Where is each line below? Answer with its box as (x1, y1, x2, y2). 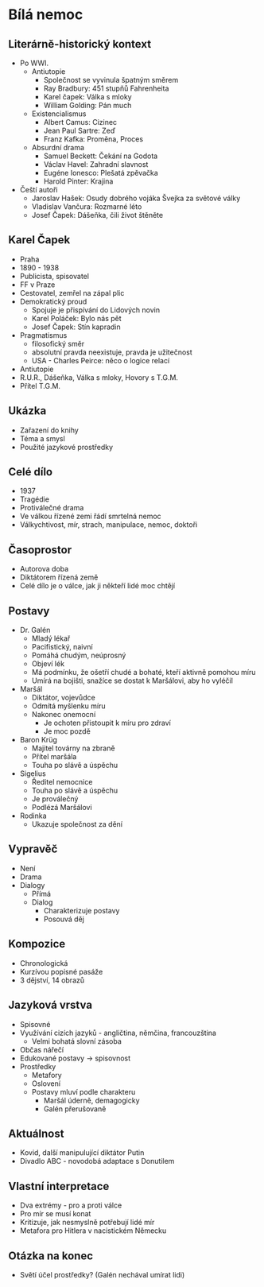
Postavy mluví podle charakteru (31, 1087, 136, 1096)
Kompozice (8, 937, 66, 951)
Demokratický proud (19, 297, 87, 306)
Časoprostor (8, 543, 72, 556)
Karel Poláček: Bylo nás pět (31, 313, 122, 323)
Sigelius (19, 769, 46, 778)
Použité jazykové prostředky (19, 442, 114, 452)
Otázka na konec (8, 1249, 94, 1262)
